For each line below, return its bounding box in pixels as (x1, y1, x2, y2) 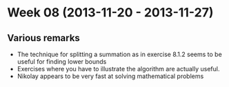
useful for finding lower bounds (17, 58, 107, 66)
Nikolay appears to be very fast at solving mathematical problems (17, 72, 204, 80)
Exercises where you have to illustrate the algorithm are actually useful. (17, 65, 220, 73)
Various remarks (7, 32, 81, 44)
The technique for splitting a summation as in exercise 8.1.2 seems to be (17, 50, 222, 58)
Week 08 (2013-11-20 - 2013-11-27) (7, 5, 214, 21)
